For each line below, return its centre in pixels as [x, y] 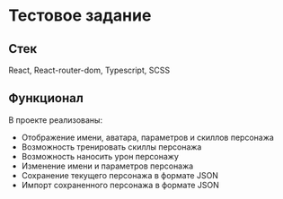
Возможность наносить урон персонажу [100, 156]
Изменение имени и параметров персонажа [107, 166]
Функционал [46, 98]
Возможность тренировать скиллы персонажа [111, 147]
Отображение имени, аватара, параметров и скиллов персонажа [148, 137]
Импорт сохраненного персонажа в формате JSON [120, 185]
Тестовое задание [80, 16]
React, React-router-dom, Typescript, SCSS [89, 70]
